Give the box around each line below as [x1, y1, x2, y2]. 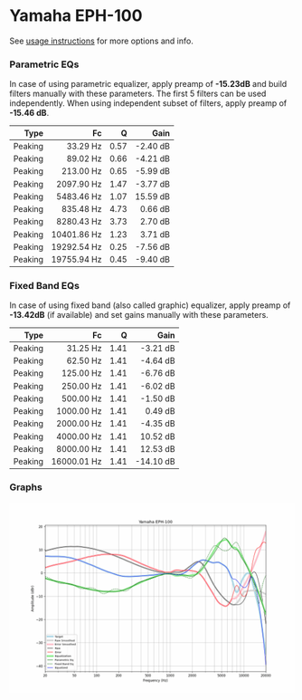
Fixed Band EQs [9, 279, 80, 292]
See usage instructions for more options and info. [9, 35, 194, 46]
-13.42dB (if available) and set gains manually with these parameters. [9, 310, 269, 321]
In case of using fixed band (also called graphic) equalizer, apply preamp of [9, 300, 291, 311]
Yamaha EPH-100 [9, 5, 143, 26]
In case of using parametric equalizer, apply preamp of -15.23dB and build [9, 79, 288, 90]
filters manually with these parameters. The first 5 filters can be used [9, 88, 267, 100]
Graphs [9, 481, 42, 494]
